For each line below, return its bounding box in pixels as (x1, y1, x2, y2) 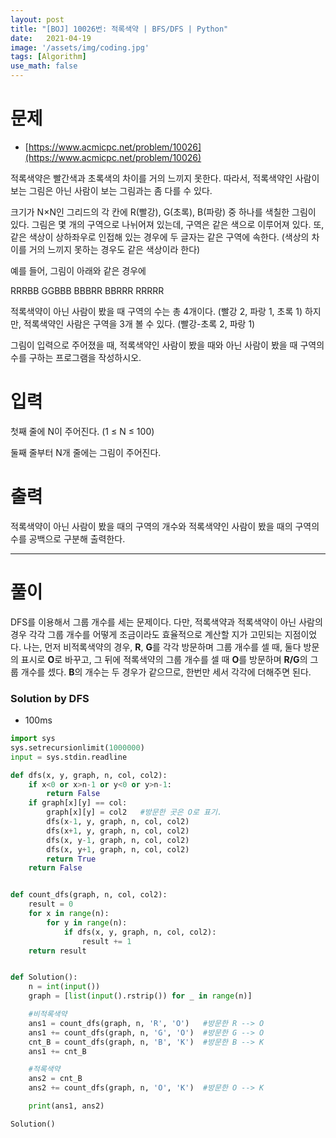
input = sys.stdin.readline (10, 752, 128, 762)
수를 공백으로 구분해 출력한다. (10, 532, 126, 545)
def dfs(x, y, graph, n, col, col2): (10, 770, 168, 780)
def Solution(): (10, 972, 78, 983)
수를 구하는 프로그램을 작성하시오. (10, 351, 142, 363)
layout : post (10, 14, 65, 25)
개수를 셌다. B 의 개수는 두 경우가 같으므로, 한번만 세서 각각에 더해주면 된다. (20, 666, 312, 678)
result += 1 (81, 936, 132, 946)
